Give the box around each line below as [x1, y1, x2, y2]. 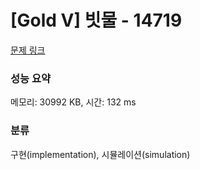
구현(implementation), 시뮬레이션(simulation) [10, 148, 191, 160]
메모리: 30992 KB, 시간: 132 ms [10, 96, 137, 108]
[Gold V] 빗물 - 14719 [10, 9, 183, 32]
